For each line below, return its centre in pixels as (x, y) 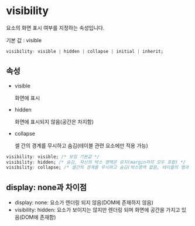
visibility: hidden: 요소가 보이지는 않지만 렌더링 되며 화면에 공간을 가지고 (97, 210)
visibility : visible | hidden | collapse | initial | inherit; (85, 51)
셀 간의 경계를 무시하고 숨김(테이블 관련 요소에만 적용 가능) (81, 146)
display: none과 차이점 (46, 187)
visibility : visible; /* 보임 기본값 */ (53, 157)
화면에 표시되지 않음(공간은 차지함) (54, 122)
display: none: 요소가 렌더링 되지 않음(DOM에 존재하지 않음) (84, 203)
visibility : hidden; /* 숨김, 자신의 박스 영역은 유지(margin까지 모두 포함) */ (96, 162)
